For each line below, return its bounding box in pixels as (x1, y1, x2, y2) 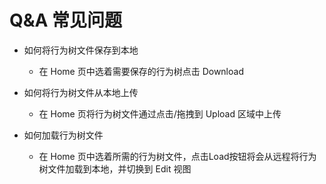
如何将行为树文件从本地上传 (23, 86, 139, 98)
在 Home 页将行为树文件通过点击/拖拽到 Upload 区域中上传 (38, 107, 282, 120)
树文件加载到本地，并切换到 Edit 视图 (38, 162, 192, 175)
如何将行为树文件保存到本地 (23, 44, 139, 56)
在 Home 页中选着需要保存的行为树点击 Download (38, 65, 244, 77)
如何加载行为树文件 (23, 129, 104, 141)
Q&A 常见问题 (9, 9, 123, 32)
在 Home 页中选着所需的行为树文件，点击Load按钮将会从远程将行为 (38, 150, 317, 162)
